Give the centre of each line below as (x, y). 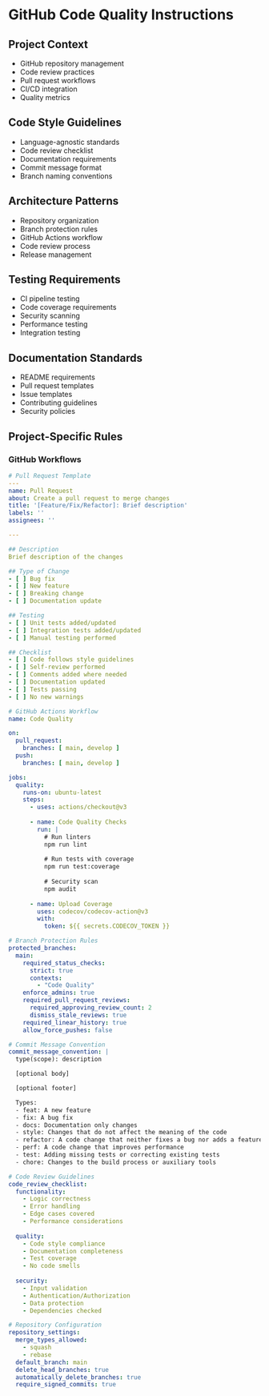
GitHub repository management (72, 63)
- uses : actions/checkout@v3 (78, 807)
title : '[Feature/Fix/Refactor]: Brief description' (98, 506)
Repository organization (59, 220)
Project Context (48, 44)
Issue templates (46, 395)
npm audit (60, 889)
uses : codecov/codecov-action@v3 (93, 911)
